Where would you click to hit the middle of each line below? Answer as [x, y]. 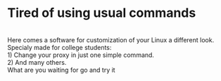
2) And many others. [37, 62]
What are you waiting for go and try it [61, 70]
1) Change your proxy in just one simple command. [81, 55]
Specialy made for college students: [59, 47]
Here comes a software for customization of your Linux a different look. [111, 39]
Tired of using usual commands [102, 13]
